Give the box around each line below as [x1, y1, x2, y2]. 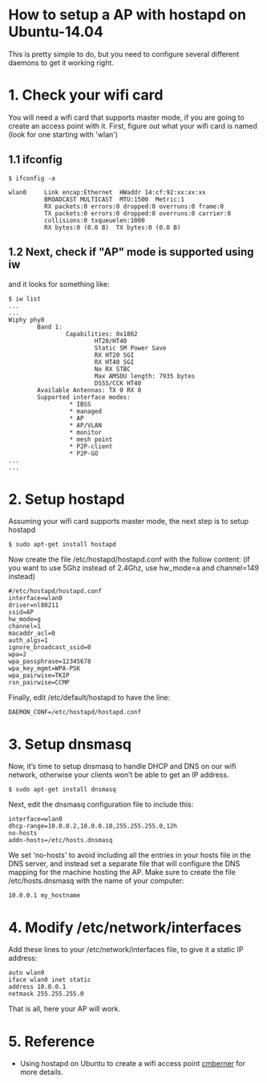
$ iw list [8, 295, 42, 303]
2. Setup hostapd [8, 490, 125, 508]
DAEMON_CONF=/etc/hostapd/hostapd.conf [8, 709, 142, 717]
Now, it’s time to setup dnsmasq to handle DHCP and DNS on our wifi [8, 762, 237, 771]
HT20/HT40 [94, 337, 127, 345]
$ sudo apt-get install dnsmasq [8, 786, 116, 794]
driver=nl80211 [8, 601, 59, 610]
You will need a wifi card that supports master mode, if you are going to [8, 112, 245, 122]
